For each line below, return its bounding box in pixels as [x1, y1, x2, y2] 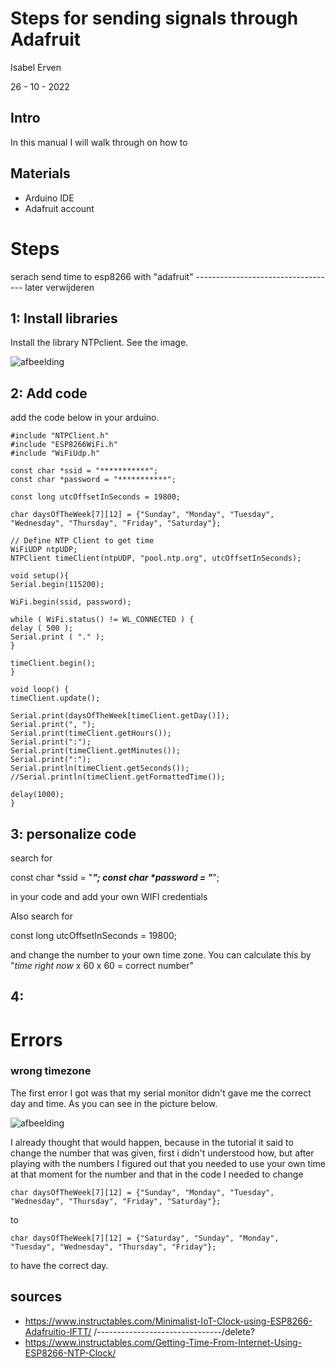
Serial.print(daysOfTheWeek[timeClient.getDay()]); [10, 711, 230, 721]
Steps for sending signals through [10, 7, 299, 30]
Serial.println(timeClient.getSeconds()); [10, 763, 190, 774]
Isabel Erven [10, 61, 62, 73]
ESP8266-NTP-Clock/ [24, 1347, 117, 1359]
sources [10, 1288, 63, 1306]
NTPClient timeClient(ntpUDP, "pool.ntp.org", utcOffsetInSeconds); [10, 553, 302, 564]
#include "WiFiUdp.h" [10, 448, 101, 459]
